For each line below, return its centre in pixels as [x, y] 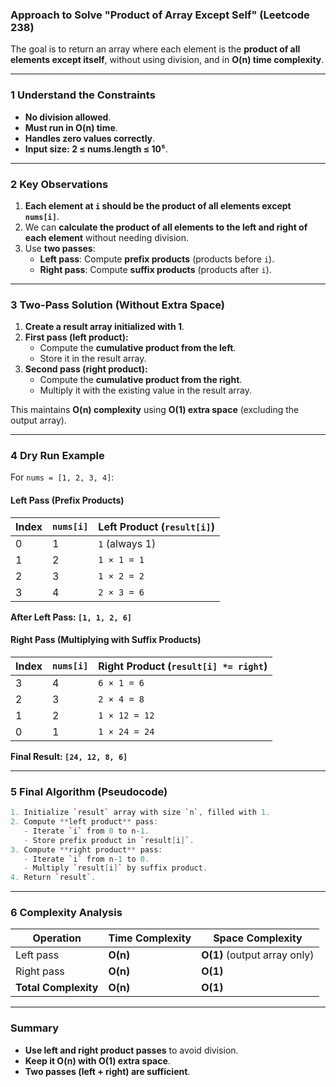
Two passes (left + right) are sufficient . [107, 1071]
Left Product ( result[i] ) [156, 526]
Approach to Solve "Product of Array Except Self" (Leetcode [160, 15]
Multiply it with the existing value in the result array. [145, 390]
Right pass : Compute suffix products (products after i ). [155, 269]
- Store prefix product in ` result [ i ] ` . [109, 840]
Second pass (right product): [86, 369]
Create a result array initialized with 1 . [104, 327]
